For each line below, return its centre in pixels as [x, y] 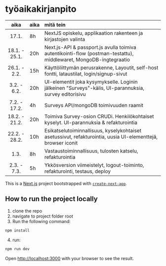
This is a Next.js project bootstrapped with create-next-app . [66, 183]
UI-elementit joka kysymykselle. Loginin [91, 81]
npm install [17, 230]
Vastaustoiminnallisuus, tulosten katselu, [91, 151]
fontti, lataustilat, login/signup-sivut [86, 74]
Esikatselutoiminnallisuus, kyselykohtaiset [93, 130]
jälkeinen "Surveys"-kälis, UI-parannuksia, [94, 88]
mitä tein [55, 25]
